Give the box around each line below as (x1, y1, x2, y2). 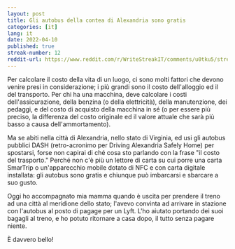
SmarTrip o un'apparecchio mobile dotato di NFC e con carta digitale (7, 163, 206, 172)
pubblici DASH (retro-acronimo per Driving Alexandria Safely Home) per (7, 141, 215, 149)
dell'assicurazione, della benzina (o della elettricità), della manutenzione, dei (7, 97, 227, 106)
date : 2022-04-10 (7, 36, 58, 43)
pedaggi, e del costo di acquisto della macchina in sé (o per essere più (7, 105, 211, 113)
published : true (7, 43, 55, 50)
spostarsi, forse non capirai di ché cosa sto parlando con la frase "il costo (7, 148, 220, 156)
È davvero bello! (7, 235, 54, 243)
